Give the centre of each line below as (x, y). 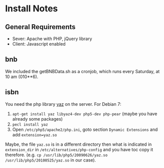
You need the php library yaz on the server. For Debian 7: (63, 104)
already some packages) (38, 119)
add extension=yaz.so (35, 134)
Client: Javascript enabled (39, 44)
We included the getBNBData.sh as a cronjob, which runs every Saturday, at (82, 71)
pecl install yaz (30, 125)
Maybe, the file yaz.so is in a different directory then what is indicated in (79, 144)
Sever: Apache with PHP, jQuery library (52, 39)
